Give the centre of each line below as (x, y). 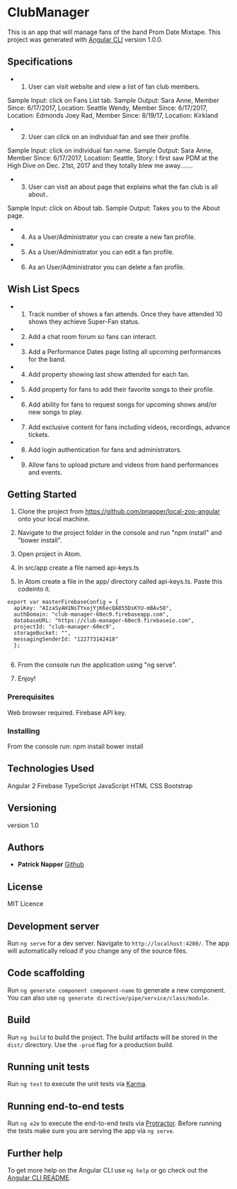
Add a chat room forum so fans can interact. (93, 336)
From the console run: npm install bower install (75, 746)
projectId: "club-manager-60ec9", (64, 627)
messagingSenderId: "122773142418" (66, 639)
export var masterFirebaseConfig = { (63, 602)
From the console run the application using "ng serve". (97, 665)
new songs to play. (56, 411)
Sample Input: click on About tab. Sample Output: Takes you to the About (114, 208)
